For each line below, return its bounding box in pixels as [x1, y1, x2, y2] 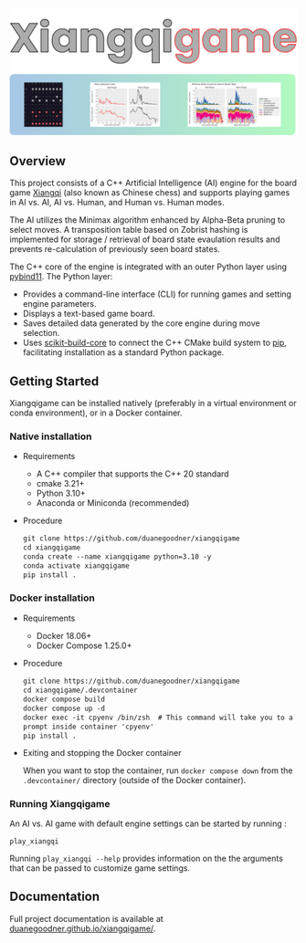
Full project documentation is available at [9, 913, 164, 924]
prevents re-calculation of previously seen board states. [9, 244, 221, 255]
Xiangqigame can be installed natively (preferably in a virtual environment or [9, 398, 297, 409]
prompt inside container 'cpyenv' [22, 722, 154, 731]
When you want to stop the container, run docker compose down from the [22, 765, 293, 776]
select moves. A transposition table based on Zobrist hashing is [9, 225, 248, 236]
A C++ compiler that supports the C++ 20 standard [36, 468, 230, 479]
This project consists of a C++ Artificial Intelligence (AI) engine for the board [9, 177, 298, 189]
